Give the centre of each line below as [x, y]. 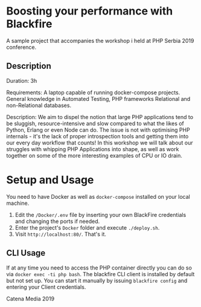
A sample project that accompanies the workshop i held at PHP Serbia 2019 [100, 40]
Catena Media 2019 [30, 299]
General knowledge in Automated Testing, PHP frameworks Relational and [98, 99]
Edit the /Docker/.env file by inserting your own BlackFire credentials [101, 215]
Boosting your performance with [90, 11]
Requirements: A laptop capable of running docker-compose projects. [93, 92]
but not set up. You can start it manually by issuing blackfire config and [97, 280]
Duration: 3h [22, 80]
